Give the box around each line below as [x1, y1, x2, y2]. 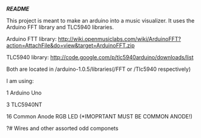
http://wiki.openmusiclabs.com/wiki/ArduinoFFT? [57, 35, 182, 42]
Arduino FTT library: [6, 35, 57, 42]
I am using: [6, 78, 34, 84]
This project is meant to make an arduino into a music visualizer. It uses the [6, 17, 195, 24]
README [6, 5, 29, 12]
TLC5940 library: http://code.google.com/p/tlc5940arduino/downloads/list [6, 54, 194, 60]
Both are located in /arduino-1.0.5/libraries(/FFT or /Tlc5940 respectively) [6, 65, 191, 73]
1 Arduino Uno [6, 89, 42, 96]
